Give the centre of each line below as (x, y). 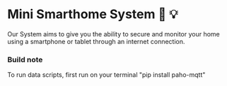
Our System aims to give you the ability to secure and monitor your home (114, 34)
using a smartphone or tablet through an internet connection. (96, 41)
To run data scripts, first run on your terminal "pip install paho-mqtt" (106, 75)
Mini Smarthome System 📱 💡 (93, 14)
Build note (25, 59)
